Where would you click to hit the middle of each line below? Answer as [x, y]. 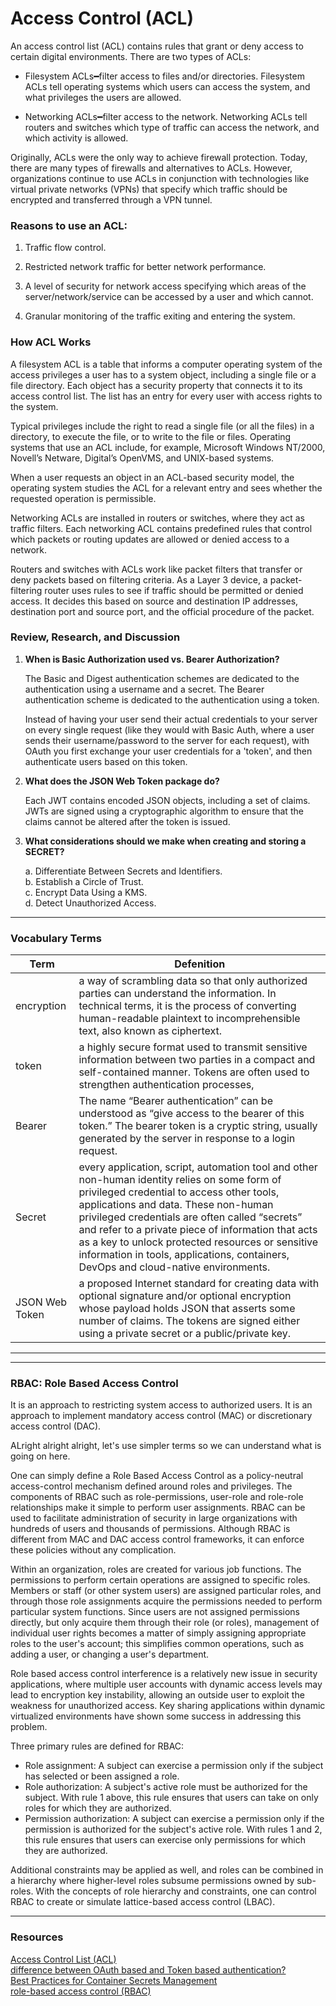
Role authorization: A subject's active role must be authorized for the [166, 1787]
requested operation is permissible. [83, 498]
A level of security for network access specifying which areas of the [165, 286]
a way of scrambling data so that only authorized [193, 981]
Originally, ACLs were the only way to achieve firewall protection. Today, [159, 157]
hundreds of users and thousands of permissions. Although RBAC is [150, 1529]
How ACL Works [51, 342]
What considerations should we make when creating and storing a [165, 841]
